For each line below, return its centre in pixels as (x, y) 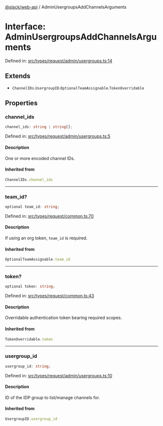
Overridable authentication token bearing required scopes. (64, 318)
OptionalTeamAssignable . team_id (38, 260)
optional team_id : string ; (32, 207)
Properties (21, 103)
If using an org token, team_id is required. (46, 238)
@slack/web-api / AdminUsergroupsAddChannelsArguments (66, 7)
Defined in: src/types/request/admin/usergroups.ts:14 (59, 61)
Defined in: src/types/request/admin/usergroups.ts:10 (59, 375)
